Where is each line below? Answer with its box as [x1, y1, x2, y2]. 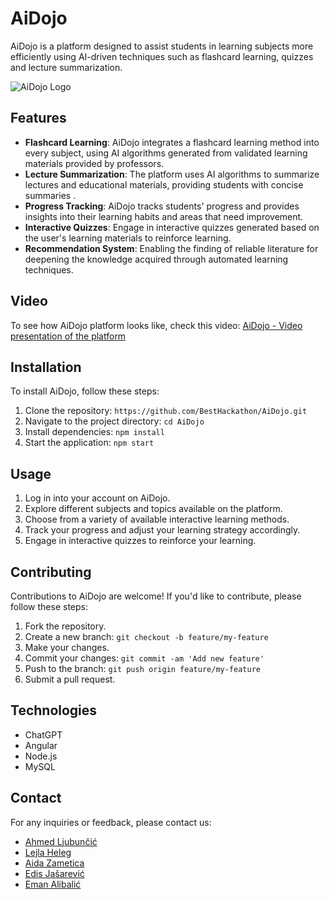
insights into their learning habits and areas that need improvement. [24, 210, 304, 222]
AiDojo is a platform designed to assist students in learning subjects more [10, 40, 314, 52]
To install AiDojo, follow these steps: [10, 385, 160, 397]
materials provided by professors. [24, 157, 165, 169]
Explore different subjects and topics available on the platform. [24, 503, 283, 515]
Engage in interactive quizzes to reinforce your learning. [24, 535, 257, 547]
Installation [10, 358, 82, 376]
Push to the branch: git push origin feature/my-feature [24, 663, 261, 674]
